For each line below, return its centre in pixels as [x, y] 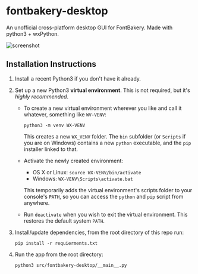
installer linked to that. [51, 149]
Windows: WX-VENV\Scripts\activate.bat [83, 178]
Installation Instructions [51, 64]
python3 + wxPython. [33, 33]
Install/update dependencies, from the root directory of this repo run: [99, 232]
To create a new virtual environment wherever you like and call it [103, 108]
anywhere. [37, 203]
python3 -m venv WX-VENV [54, 125]
